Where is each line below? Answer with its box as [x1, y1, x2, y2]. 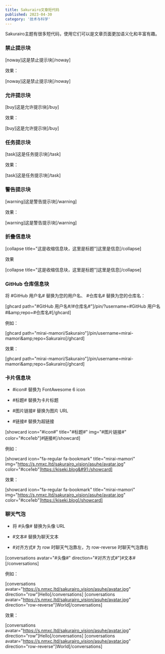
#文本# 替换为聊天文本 [12, 533, 59, 539]
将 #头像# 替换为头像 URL [12, 523, 66, 529]
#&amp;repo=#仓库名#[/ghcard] [5, 310, 71, 316]
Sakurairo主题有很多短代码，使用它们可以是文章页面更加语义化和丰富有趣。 [5, 31, 160, 37]
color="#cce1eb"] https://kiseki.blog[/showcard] [5, 497, 103, 503]
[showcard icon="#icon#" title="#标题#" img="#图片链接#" [5, 429, 127, 435]
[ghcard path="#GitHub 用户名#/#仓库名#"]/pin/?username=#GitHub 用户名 [5, 303, 161, 309]
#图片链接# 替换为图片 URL [12, 408, 69, 414]
